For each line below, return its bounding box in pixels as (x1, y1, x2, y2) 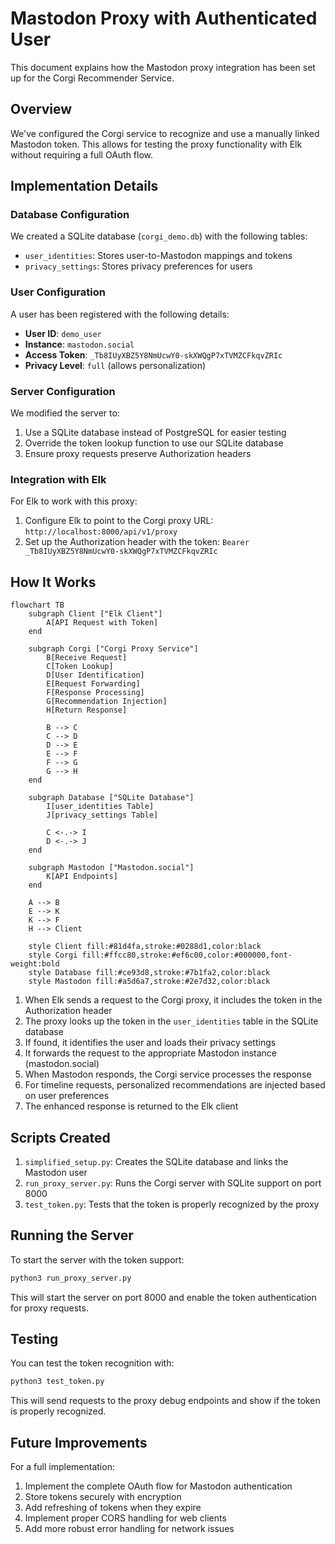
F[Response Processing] (46, 688, 145, 698)
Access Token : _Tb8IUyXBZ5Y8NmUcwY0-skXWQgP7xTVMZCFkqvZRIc (24, 348, 283, 361)
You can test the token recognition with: (10, 1357, 175, 1369)
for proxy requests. (10, 1302, 89, 1314)
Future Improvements (10, 1434, 148, 1451)
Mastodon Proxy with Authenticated (10, 7, 318, 30)
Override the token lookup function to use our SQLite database (24, 437, 284, 449)
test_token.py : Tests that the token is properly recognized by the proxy (24, 1198, 320, 1210)
